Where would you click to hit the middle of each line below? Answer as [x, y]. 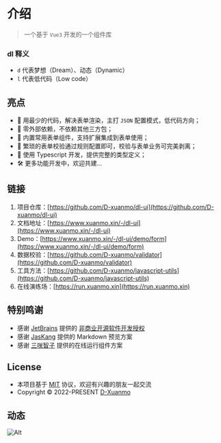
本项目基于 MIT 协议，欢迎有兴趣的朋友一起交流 [84, 385]
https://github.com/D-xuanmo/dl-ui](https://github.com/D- [131, 207]
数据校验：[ [33, 254]
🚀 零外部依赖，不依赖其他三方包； [65, 129]
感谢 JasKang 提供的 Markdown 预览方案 [75, 337]
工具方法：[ [33, 270]
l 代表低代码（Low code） [54, 79]
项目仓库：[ [33, 207]
